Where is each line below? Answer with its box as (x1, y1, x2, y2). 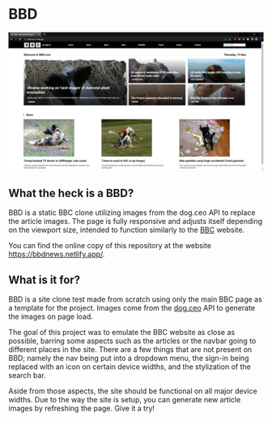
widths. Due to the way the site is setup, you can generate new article (8, 395, 241, 405)
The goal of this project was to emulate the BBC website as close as (8, 328, 236, 337)
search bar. (8, 371, 46, 380)
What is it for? (8, 273, 81, 286)
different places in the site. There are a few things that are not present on (8, 345, 253, 354)
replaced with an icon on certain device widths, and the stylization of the (8, 362, 251, 372)
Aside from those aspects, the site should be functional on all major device (8, 386, 257, 396)
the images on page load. (8, 311, 93, 321)
